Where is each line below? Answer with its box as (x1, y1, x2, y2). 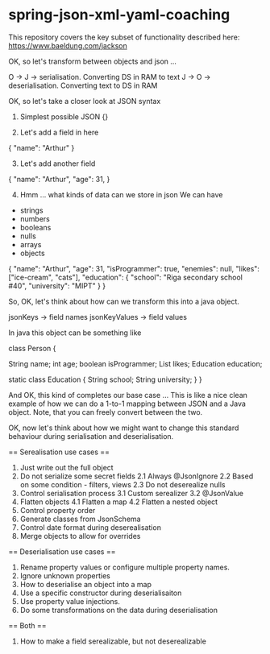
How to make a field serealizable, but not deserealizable (19, 636, 207, 646)
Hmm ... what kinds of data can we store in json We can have (19, 189, 223, 199)
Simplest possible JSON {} (19, 111, 109, 122)
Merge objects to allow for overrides (19, 531, 141, 540)
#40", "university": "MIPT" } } (8, 280, 106, 291)
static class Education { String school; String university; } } (8, 375, 203, 384)
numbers (19, 213, 51, 223)
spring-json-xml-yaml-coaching (8, 6, 231, 24)
